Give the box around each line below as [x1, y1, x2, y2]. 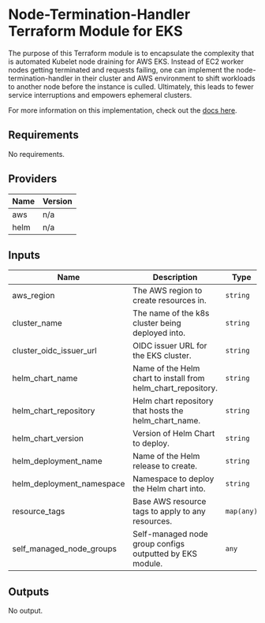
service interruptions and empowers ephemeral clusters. [8, 90, 192, 99]
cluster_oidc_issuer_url [12, 345, 97, 356]
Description [152, 272, 198, 283]
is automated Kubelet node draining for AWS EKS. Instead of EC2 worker [8, 57, 244, 66]
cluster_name [12, 318, 62, 329]
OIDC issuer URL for [132, 341, 207, 352]
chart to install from [132, 373, 205, 384]
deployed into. [132, 327, 186, 338]
